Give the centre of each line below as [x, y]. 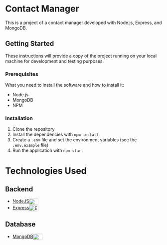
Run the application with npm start [48, 150]
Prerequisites [22, 74]
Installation [19, 118]
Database [20, 224]
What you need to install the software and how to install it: [65, 85]
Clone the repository [33, 129]
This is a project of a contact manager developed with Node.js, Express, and [83, 23]
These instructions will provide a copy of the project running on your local [81, 56]
